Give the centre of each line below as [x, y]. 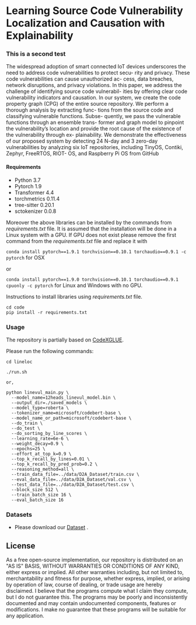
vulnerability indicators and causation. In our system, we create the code [93, 98]
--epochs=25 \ [28, 448]
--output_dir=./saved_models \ [49, 403]
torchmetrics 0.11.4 [37, 198]
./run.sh [17, 372]
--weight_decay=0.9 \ [38, 443]
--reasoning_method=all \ [43, 469]
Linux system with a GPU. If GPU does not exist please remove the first [91, 234]
